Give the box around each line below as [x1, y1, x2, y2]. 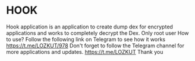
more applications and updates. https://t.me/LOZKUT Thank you [6, 48, 163, 55]
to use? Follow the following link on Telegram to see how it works [6, 36, 165, 43]
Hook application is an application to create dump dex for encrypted [6, 23, 174, 30]
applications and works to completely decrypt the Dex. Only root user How [6, 29, 189, 36]
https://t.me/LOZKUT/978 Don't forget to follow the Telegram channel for [6, 42, 184, 49]
